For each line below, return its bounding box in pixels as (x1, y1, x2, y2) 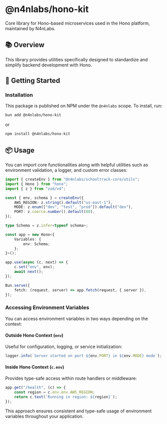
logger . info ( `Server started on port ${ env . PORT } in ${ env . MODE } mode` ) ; (5, 353, 162, 358)
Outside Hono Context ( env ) (5, 333, 63, 339)
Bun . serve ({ (5, 283, 30, 288)
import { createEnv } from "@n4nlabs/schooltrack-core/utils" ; (5, 177, 140, 182)
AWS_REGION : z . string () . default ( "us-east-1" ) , (14, 200, 113, 205)
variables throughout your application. (5, 413, 84, 419)
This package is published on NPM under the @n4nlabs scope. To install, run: (5, 103, 162, 109)
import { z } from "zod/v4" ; (5, 186, 66, 191)
